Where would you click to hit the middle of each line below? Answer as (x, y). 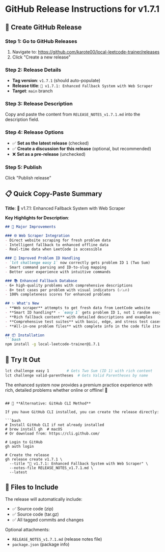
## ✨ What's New (22, 303)
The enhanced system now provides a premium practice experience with (79, 385)
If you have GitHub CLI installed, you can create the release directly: (82, 412)
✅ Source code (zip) (33, 508)
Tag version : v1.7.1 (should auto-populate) (56, 81)
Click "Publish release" (28, 178)
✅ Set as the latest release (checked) (51, 143)
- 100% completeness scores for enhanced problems (58, 294)
